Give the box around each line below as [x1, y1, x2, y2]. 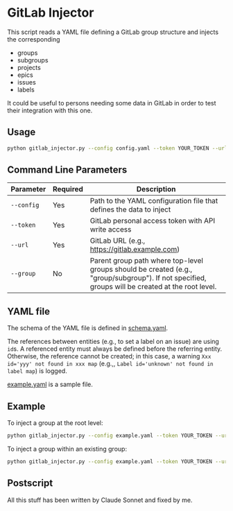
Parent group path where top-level [89, 256, 203, 266]
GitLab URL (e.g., [89, 236, 146, 245]
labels [17, 85, 35, 94]
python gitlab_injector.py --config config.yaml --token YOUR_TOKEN [7, 144, 209, 152]
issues [17, 78, 36, 86]
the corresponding [7, 35, 60, 43]
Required [52, 184, 83, 194]
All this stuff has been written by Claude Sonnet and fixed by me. [7, 496, 193, 504]
